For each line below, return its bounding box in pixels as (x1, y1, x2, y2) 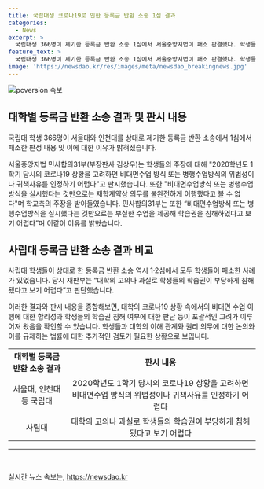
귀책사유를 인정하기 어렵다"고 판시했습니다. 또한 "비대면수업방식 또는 (16, 178, 226, 189)
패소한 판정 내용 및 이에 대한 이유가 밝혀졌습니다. (8, 142, 157, 152)
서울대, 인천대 (13, 384, 61, 395)
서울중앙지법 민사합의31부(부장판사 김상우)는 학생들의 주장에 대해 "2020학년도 (8, 159, 249, 169)
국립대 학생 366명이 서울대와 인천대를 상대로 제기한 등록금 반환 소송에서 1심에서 (8, 133, 253, 142)
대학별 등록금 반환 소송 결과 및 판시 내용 (8, 111, 187, 124)
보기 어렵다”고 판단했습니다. (28, 285, 115, 295)
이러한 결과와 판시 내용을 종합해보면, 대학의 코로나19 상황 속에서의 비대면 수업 (8, 302, 246, 311)
